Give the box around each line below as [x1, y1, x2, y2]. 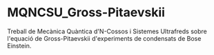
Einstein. [7, 41, 32, 50]
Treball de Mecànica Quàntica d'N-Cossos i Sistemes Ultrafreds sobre [7, 27, 207, 35]
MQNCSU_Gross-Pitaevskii [7, 5, 166, 20]
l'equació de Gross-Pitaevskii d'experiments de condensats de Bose [7, 34, 202, 42]
